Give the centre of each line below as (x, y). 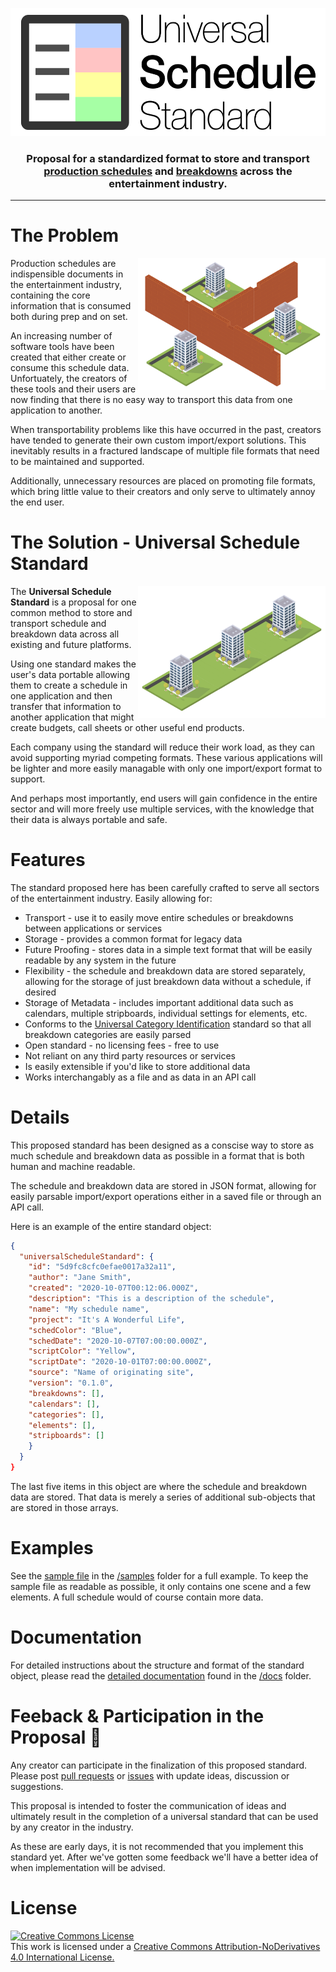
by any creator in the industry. (72, 1827)
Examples (52, 1548)
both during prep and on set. (69, 316)
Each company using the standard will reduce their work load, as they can (162, 747)
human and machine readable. (73, 1166)
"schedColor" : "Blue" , (75, 1330)
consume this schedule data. (70, 367)
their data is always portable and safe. (89, 819)
